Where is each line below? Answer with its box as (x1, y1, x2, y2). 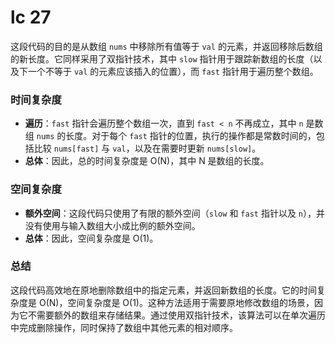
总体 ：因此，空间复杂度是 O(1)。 (24, 232, 159, 244)
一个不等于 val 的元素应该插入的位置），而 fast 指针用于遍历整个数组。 (27, 65, 319, 77)
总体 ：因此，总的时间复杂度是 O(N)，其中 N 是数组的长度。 (24, 155, 270, 167)
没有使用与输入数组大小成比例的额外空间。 (24, 219, 201, 231)
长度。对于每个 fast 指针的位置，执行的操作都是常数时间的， (65, 130, 317, 142)
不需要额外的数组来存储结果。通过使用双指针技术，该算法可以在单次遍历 (27, 309, 326, 321)
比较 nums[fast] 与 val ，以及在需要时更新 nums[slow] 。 (33, 142, 262, 155)
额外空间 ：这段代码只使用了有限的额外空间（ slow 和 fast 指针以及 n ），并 (24, 207, 325, 219)
